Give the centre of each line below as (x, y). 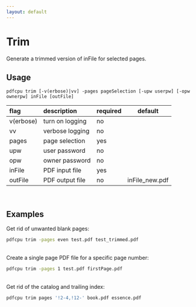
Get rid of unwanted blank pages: (48, 229)
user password (64, 150)
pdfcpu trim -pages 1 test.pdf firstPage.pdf (64, 269)
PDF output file (64, 180)
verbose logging (66, 131)
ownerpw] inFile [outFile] (40, 97)
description (60, 111)
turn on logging (65, 121)
